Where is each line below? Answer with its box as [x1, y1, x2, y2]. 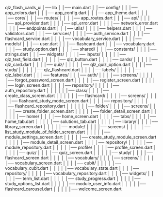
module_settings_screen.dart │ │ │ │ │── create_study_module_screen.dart [5, 134, 157, 140]
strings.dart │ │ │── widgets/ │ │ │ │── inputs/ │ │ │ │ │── [5, 51, 126, 57]
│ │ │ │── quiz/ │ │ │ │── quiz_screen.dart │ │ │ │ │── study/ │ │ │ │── [5, 150, 153, 156]
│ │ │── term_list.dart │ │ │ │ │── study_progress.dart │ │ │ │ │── [5, 176, 141, 181]
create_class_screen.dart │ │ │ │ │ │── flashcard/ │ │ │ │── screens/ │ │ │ [5, 93, 157, 98]
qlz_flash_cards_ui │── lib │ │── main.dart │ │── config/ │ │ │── [5, 5, 138, 10]
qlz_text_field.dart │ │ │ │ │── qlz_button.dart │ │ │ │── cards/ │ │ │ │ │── [5, 57, 158, 62]
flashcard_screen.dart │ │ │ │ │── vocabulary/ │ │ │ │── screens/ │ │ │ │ [5, 155, 154, 160]
